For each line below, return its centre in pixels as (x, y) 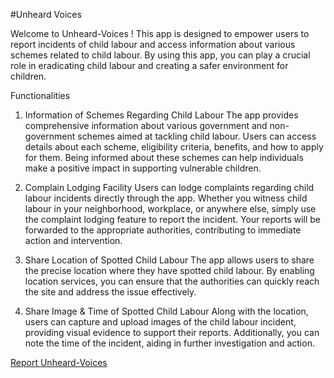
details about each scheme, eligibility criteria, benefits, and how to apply (174, 147)
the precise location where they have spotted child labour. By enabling (169, 270)
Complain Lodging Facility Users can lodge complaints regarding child (169, 187)
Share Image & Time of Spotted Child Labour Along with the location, (166, 311)
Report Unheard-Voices (59, 362)
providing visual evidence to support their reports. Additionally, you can (172, 332)
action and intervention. (73, 240)
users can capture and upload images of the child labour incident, (160, 322)
